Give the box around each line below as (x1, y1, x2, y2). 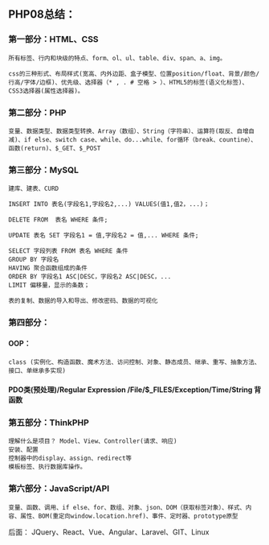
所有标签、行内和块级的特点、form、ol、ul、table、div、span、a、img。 (8, 54, 226, 62)
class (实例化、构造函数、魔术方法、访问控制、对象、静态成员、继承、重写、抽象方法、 (8, 358, 261, 366)
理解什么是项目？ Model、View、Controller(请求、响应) (8, 437, 177, 445)
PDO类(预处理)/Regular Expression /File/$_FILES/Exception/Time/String (8, 385, 253, 394)
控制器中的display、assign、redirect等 (8, 454, 132, 463)
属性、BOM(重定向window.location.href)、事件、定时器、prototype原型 (19, 512, 238, 520)
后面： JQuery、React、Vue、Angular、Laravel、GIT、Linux (8, 526, 210, 537)
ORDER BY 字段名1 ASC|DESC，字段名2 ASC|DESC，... (8, 273, 172, 281)
